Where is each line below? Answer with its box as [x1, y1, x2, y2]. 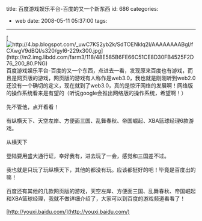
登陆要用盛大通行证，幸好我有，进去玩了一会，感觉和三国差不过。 [6, 152, 170, 159]
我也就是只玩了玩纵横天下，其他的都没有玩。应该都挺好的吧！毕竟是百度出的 [6, 166, 196, 173]
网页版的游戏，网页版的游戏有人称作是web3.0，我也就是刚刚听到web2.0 [16, 74, 196, 81]
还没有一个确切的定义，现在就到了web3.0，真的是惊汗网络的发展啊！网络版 [6, 82, 194, 89]
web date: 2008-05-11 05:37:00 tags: [14, 17, 108, 24]
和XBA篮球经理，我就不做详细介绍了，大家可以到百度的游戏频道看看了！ [6, 195, 186, 202]
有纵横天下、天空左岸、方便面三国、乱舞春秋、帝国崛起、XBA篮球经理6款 [6, 117, 189, 124]
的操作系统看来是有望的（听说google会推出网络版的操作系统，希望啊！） [6, 89, 187, 96]
